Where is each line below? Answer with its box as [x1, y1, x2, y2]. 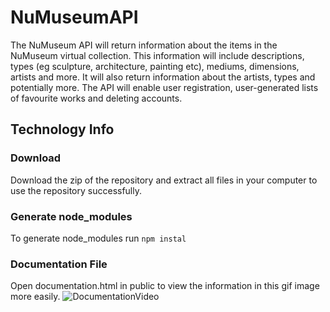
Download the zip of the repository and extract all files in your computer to [10, 174, 318, 186]
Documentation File [10, 257, 108, 271]
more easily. [10, 291, 61, 303]
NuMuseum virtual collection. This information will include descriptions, [10, 49, 305, 61]
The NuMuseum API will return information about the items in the [10, 39, 278, 51]
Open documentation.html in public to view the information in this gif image [10, 280, 320, 292]
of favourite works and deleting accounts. [10, 92, 183, 104]
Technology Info [10, 121, 115, 138]
